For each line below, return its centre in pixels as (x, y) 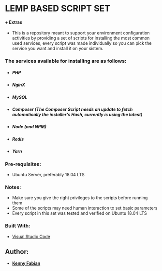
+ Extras (14, 22)
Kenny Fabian (26, 263)
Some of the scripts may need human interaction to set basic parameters (85, 208)
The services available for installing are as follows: (66, 61)
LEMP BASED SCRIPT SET (58, 8)
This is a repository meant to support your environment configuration (81, 33)
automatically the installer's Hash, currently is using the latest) (77, 115)
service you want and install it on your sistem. (58, 49)
